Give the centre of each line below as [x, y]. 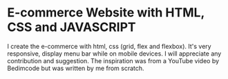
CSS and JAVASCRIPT [72, 27]
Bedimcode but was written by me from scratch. [76, 68]
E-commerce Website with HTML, [106, 13]
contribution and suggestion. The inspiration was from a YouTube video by [113, 60]
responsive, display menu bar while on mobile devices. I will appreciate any [114, 54]
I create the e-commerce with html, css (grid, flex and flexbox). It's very [110, 46]
